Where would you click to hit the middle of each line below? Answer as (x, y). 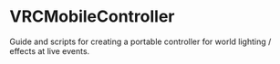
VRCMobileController (92, 17)
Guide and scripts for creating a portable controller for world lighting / (140, 41)
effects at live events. (50, 50)
